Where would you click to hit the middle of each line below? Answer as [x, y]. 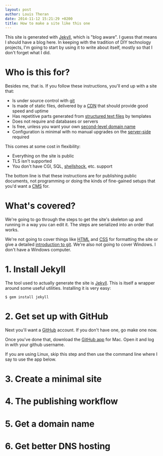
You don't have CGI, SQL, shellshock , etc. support [62, 166]
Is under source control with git [43, 101]
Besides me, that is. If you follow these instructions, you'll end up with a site [81, 86]
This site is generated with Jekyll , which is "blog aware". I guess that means [81, 37]
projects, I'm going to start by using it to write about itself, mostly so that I [79, 47]
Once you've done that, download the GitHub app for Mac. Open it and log [80, 339]
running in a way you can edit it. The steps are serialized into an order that [80, 225]
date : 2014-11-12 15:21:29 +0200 [39, 19]
